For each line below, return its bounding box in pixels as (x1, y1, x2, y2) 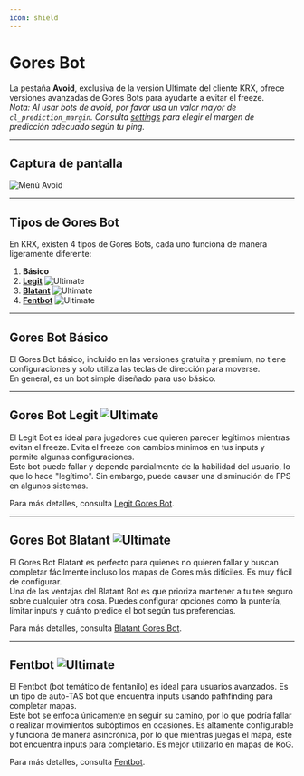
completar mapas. (9, 701, 77, 712)
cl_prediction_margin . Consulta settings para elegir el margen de (9, 111, 255, 123)
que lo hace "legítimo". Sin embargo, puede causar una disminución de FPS (9, 470, 291, 481)
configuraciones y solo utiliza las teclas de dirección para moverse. (9, 364, 261, 374)
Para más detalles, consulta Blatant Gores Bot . (9, 623, 183, 634)
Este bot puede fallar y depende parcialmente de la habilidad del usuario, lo (9, 460, 291, 472)
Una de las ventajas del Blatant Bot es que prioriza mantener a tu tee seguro (9, 585, 294, 596)
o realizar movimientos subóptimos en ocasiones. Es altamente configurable (9, 720, 294, 731)
